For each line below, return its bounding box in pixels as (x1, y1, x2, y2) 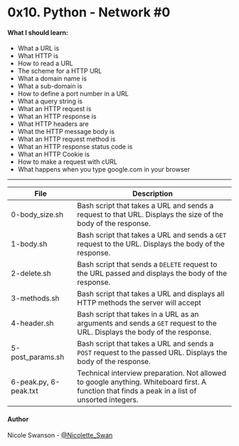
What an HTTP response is (17, 112, 97, 121)
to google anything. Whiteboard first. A (77, 377, 207, 387)
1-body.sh (11, 239, 48, 249)
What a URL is (17, 44, 60, 53)
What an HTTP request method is (17, 135, 116, 143)
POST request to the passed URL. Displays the (77, 348, 228, 358)
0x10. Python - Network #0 (7, 4, 171, 21)
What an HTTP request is (17, 105, 92, 113)
